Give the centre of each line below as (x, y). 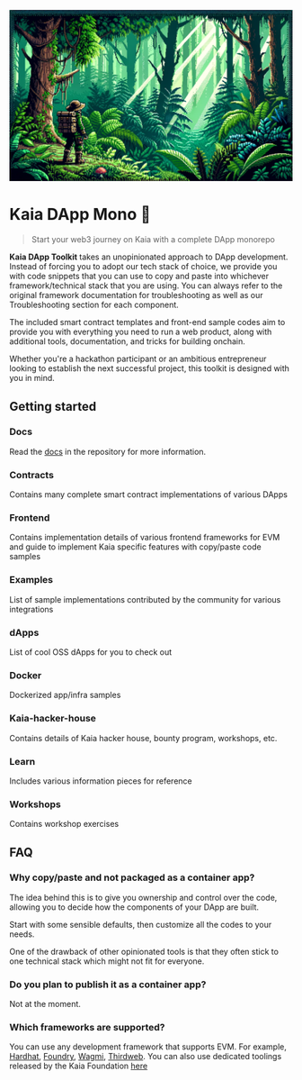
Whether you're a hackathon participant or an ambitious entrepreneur (138, 359)
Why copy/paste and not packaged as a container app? (132, 877)
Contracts (31, 475)
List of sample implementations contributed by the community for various (145, 599)
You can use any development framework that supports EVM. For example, (148, 1047)
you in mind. (32, 378)
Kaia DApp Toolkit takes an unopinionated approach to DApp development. (149, 257)
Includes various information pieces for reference (101, 781)
